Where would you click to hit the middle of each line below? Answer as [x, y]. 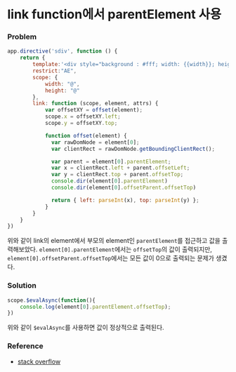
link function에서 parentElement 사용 [114, 14]
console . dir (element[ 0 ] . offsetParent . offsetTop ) [124, 188]
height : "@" [62, 91]
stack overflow [39, 361]
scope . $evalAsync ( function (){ [52, 300]
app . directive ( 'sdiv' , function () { [63, 51]
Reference [25, 346]
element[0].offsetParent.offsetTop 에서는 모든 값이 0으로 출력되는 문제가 [111, 258]
